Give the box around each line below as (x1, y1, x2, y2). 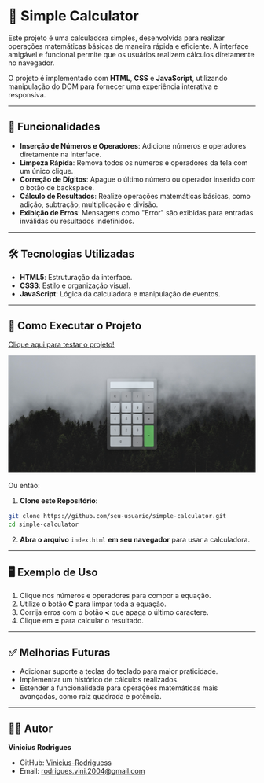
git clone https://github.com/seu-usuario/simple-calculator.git (8, 513, 226, 520)
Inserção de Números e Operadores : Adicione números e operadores (19, 141, 247, 150)
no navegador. (8, 58, 55, 68)
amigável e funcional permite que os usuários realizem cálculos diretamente (8, 50, 255, 59)
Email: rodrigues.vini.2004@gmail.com (19, 766, 145, 776)
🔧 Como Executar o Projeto (8, 318, 142, 333)
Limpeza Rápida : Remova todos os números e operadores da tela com (19, 157, 248, 167)
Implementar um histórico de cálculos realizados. (19, 675, 179, 685)
